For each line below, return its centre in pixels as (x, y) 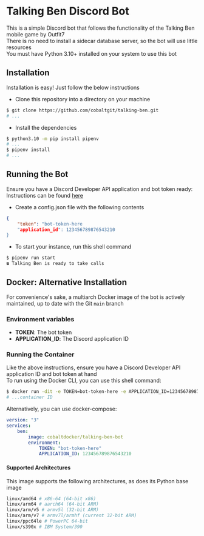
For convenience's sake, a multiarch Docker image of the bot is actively (96, 297)
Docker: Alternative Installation (67, 282)
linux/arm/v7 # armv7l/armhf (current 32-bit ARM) (72, 516)
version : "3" (23, 420)
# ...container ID (29, 397)
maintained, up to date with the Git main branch (65, 303)
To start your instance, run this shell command (73, 247)
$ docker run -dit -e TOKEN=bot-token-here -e (66, 392)
